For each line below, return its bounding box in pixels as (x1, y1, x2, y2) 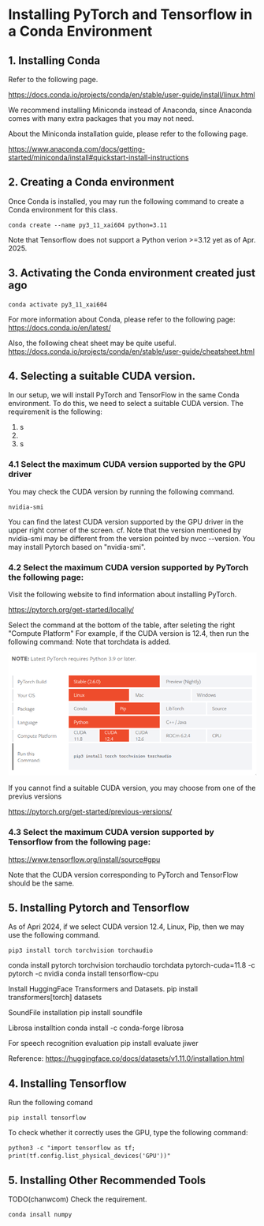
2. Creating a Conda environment (8, 175, 175, 189)
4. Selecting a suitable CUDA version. (8, 370, 195, 383)
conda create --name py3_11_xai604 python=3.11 (8, 221, 168, 229)
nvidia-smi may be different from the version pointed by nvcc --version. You (8, 533, 255, 543)
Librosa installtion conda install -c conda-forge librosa (8, 1023, 184, 1032)
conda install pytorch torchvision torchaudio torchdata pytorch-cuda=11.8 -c (8, 961, 256, 970)
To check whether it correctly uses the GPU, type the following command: (8, 1128, 248, 1138)
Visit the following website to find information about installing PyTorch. (8, 590, 237, 600)
